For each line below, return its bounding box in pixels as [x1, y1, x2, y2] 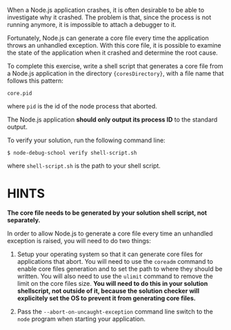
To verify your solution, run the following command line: [7, 136, 165, 144]
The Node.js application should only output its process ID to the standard [7, 115, 218, 124]
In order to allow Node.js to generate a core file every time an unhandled [7, 229, 213, 237]
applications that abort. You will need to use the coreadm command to [17, 257, 214, 265]
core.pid [7, 90, 32, 97]
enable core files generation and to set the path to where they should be [17, 264, 223, 273]
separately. [7, 215, 41, 224]
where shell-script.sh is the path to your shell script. [7, 162, 161, 170]
